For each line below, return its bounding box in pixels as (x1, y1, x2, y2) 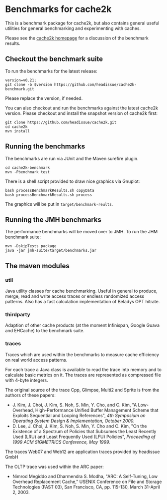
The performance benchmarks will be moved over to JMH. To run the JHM (5, 229, 158, 235)
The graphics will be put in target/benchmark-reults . (5, 201, 113, 207)
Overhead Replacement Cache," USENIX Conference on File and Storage (12, 479, 162, 485)
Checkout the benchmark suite (5, 55, 103, 63)
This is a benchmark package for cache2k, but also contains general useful (5, 20, 160, 26)
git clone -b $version (5, 82, 52, 87)
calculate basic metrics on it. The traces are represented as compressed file (5, 372, 162, 378)
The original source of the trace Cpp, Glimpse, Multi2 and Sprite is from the (5, 387, 160, 393)
